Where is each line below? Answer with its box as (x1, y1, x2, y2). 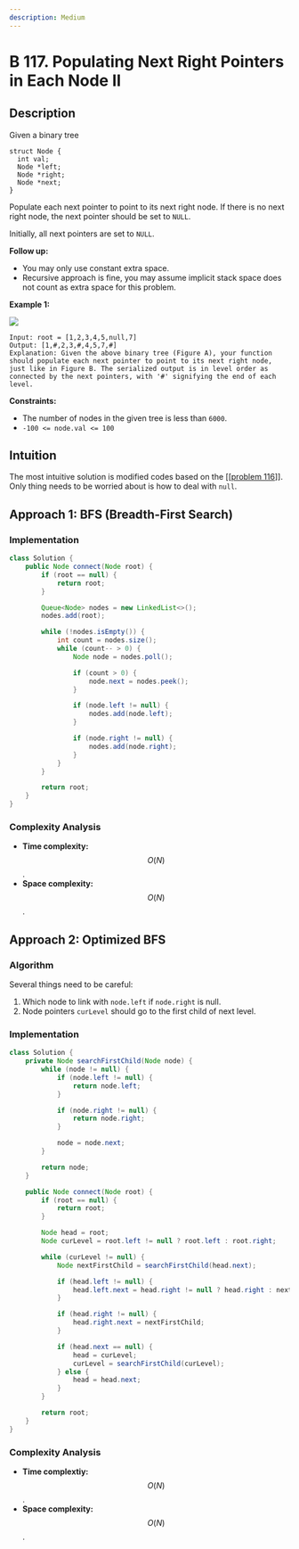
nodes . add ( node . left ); (88, 710, 174, 719)
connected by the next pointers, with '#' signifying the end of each (9, 372, 277, 381)
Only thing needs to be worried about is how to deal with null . (9, 481, 238, 491)
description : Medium (9, 12, 86, 22)
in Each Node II (9, 70, 122, 90)
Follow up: (9, 245, 49, 256)
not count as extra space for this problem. (21, 282, 176, 292)
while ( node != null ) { (41, 1065, 129, 1075)
